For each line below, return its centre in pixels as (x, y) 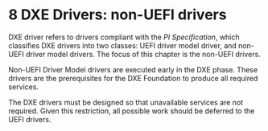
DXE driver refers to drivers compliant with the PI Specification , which (124, 37)
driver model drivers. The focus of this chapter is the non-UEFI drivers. (143, 54)
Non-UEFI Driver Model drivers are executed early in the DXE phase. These (133, 69)
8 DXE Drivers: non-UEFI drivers (118, 15)
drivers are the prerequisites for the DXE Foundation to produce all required (133, 78)
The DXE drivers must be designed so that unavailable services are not (126, 102)
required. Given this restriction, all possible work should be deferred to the (132, 111)
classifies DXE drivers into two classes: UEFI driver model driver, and (123, 45)
